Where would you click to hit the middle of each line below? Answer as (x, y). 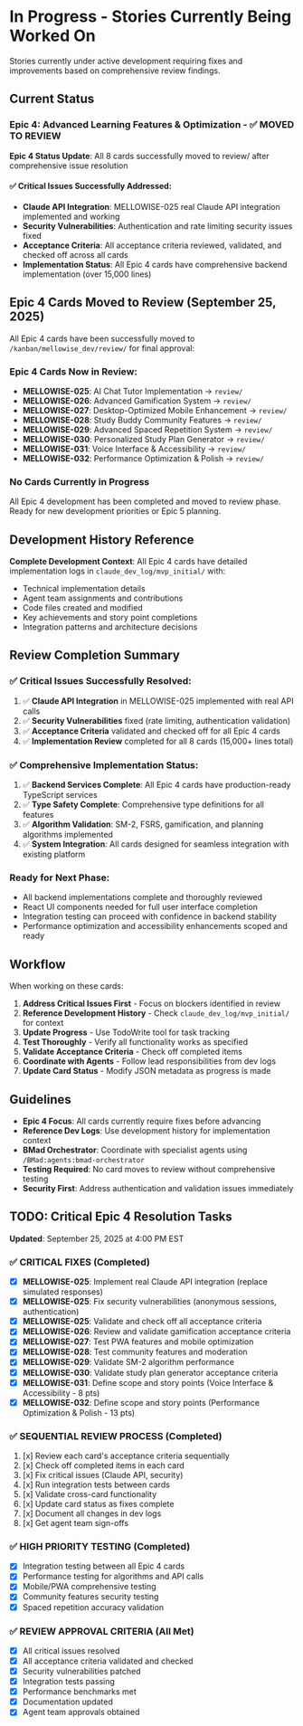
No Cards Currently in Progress (80, 481)
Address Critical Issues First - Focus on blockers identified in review (151, 1004)
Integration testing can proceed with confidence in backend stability (150, 916)
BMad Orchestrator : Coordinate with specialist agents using (135, 1150)
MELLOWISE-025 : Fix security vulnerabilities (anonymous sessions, (150, 1302)
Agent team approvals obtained (81, 1712)
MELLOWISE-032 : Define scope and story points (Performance (141, 1402)
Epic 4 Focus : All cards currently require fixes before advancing (142, 1121)
